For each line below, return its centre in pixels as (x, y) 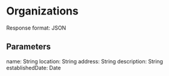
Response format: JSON (36, 28)
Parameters (29, 47)
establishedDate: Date (34, 68)
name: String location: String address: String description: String (85, 61)
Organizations (42, 11)
